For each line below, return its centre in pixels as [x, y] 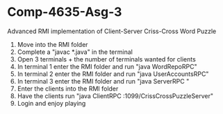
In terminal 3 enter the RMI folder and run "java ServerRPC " [103, 81]
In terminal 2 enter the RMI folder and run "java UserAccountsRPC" [113, 74]
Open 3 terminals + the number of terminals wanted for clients [106, 59]
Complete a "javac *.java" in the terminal [75, 52]
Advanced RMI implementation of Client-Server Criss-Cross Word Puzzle [112, 31]
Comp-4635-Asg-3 [65, 12]
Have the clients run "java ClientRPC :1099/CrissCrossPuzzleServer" [115, 96]
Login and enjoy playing [51, 103]
